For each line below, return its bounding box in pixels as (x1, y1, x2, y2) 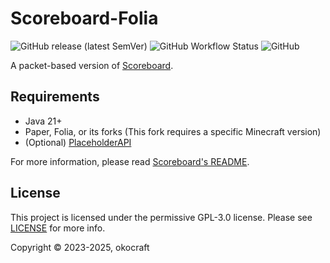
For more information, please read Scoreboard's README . (10, 155, 250, 167)
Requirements (10, 88, 100, 106)
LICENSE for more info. (10, 222, 106, 234)
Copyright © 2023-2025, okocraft (10, 241, 150, 253)
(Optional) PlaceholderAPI (24, 136, 132, 148)
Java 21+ (24, 115, 63, 127)
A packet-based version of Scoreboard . (10, 59, 174, 71)
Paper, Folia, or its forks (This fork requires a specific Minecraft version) (24, 125, 322, 137)
